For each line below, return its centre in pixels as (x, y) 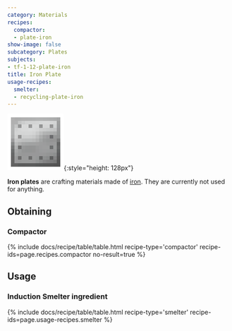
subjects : (22, 60)
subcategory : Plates (38, 52)
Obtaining (30, 211)
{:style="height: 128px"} (99, 168)
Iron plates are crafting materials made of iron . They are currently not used (116, 182)
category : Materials (38, 15)
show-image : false (34, 45)
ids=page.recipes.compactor (49, 254)
